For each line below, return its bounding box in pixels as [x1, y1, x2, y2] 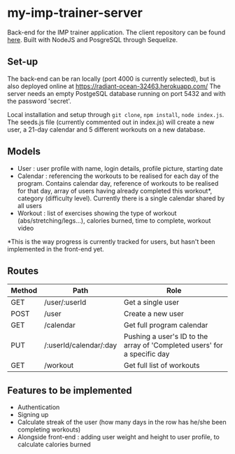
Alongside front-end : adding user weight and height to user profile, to [17, 433, 220, 441]
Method [10, 286, 38, 296]
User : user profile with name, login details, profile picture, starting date [17, 164, 223, 172]
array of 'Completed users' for [123, 340, 224, 350]
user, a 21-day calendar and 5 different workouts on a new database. [7, 125, 206, 134]
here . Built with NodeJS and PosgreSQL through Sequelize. [7, 35, 178, 43]
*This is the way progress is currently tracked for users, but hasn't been [7, 237, 215, 246]
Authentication [17, 403, 60, 411]
